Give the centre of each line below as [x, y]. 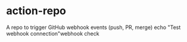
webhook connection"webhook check [53, 33]
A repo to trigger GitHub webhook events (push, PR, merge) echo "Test [93, 27]
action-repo [36, 11]
